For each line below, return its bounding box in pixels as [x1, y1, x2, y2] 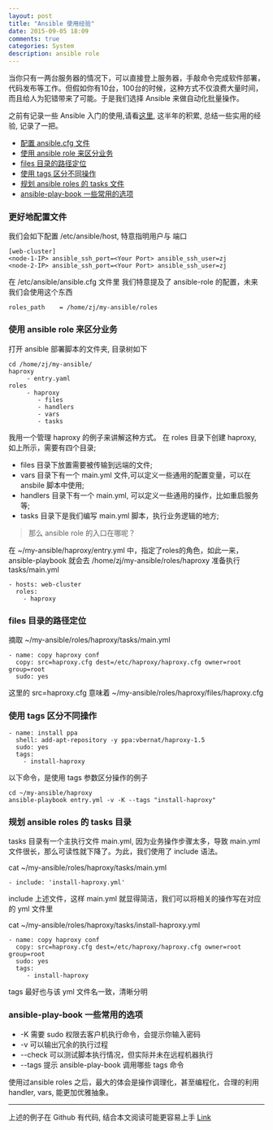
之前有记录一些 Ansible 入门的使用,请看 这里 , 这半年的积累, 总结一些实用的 [8, 111, 254, 120]
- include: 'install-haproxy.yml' [8, 879, 126, 887]
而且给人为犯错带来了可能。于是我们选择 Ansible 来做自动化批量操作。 [8, 94, 244, 103]
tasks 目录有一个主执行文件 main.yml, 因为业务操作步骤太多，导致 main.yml [8, 836, 261, 846]
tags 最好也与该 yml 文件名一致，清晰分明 [8, 987, 148, 997]
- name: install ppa [8, 729, 79, 737]
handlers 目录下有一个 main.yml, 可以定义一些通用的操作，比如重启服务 [19, 490, 259, 500]
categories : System [8, 42, 75, 50]
